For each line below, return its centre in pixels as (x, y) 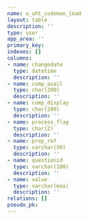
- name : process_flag (38, 122)
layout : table (27, 20)
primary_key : (26, 45)
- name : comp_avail (35, 84)
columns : (20, 58)
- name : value (27, 179)
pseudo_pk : (23, 205)
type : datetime (35, 71)
